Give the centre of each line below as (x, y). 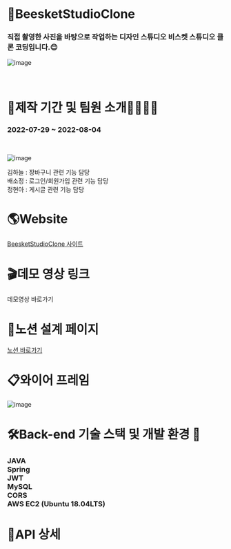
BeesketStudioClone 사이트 (46, 244)
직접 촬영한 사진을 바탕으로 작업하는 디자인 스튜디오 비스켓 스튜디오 (111, 37)
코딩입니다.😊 (36, 48)
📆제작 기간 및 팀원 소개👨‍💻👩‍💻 (83, 107)
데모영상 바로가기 (30, 299)
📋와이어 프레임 (48, 380)
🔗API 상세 (34, 535)
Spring (19, 469)
